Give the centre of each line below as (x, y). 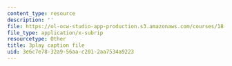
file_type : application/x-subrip (55, 33)
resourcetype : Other (37, 39)
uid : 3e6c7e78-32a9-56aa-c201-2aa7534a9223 (71, 52)
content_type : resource (41, 13)
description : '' (30, 20)
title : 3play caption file (46, 45)
